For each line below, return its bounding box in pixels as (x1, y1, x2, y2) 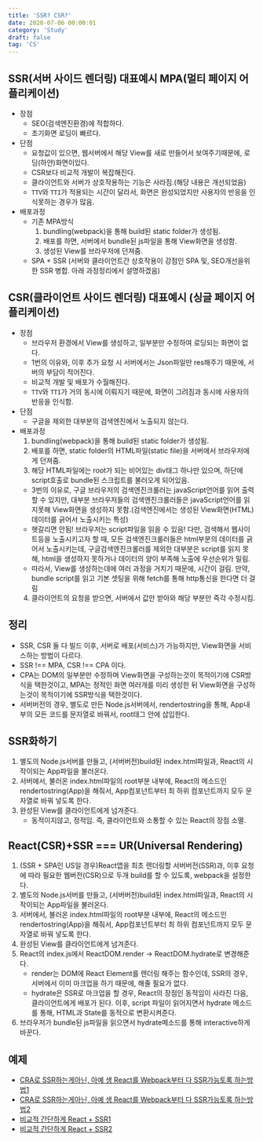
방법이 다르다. (40, 650, 83, 660)
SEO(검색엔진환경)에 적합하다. (31, 119, 124, 128)
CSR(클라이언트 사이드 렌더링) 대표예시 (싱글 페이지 (8, 291, 243, 305)
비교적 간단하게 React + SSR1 (19, 1114, 111, 1124)
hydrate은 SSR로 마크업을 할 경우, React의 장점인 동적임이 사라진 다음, (31, 989, 249, 998)
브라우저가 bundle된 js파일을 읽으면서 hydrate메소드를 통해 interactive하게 (19, 1018, 251, 1027)
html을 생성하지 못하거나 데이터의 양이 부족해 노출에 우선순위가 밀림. (42, 554, 251, 563)
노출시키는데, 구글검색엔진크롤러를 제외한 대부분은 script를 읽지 (46, 543, 241, 554)
